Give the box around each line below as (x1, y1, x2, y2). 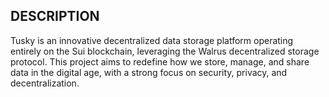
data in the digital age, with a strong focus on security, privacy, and (10, 66, 288, 78)
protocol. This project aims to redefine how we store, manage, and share (10, 55, 310, 68)
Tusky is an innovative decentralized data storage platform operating (10, 34, 294, 46)
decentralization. (10, 77, 80, 89)
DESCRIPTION (10, 8, 100, 25)
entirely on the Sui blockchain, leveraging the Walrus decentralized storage (10, 45, 320, 57)
